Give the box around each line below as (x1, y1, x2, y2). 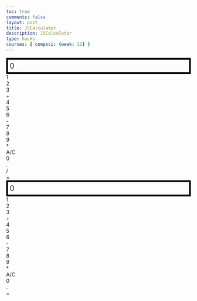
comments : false (6, 14, 46, 20)
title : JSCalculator (6, 25, 57, 31)
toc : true (6, 8, 30, 15)
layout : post (6, 19, 38, 25)
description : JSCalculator (6, 31, 72, 36)
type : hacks (6, 36, 35, 42)
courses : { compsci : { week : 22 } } (6, 42, 91, 48)
